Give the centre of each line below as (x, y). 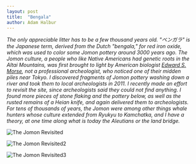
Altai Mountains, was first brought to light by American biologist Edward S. (97, 65)
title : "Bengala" (29, 17)
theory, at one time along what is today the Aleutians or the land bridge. (93, 121)
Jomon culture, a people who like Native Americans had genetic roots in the (98, 59)
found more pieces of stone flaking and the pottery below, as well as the (94, 96)
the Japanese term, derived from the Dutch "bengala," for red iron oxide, (94, 46)
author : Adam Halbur (32, 22)
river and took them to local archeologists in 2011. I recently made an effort (97, 84)
